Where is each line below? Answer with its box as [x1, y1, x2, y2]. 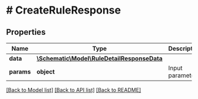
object [36, 68, 55, 75]
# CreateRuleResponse [6, 4, 121, 17]
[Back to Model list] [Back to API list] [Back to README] [6, 87, 141, 93]
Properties [6, 27, 46, 37]
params [9, 68, 31, 75]
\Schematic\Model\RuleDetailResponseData [36, 54, 163, 62]
